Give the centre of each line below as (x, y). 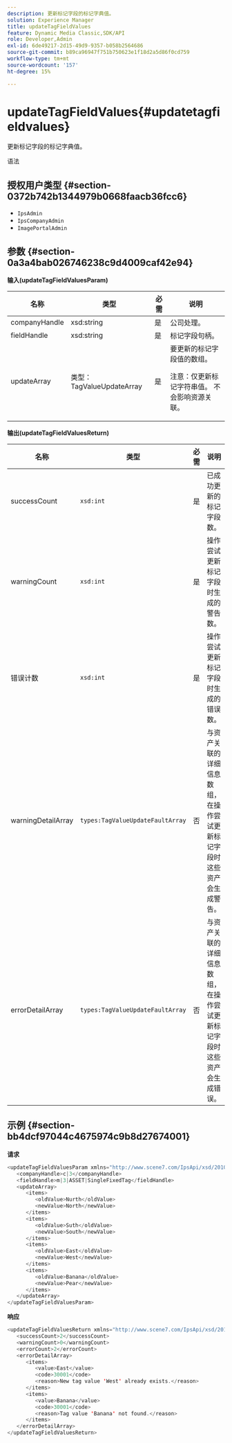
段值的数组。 (191, 359)
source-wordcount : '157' (43, 65)
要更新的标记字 (194, 349)
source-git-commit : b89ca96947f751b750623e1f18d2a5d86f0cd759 (98, 53)
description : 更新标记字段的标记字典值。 (61, 14)
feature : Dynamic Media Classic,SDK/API (66, 33)
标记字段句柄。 (194, 336)
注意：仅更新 (191, 377)
